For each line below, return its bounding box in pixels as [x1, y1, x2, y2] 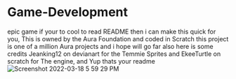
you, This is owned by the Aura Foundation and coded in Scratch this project [7, 34, 229, 43]
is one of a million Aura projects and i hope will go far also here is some [7, 42, 214, 50]
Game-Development [7, 4, 129, 20]
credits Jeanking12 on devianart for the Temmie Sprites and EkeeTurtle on [7, 50, 221, 58]
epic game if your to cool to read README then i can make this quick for [7, 27, 216, 36]
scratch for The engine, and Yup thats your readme [7, 57, 156, 65]
